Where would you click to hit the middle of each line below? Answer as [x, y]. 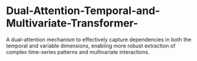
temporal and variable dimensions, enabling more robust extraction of [91, 46]
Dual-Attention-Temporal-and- [83, 11]
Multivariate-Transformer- [72, 23]
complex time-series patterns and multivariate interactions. [78, 52]
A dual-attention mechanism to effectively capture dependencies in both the [99, 39]
